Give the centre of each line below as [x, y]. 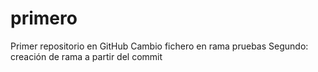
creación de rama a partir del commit [86, 56]
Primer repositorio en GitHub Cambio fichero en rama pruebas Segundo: [159, 46]
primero [44, 18]
